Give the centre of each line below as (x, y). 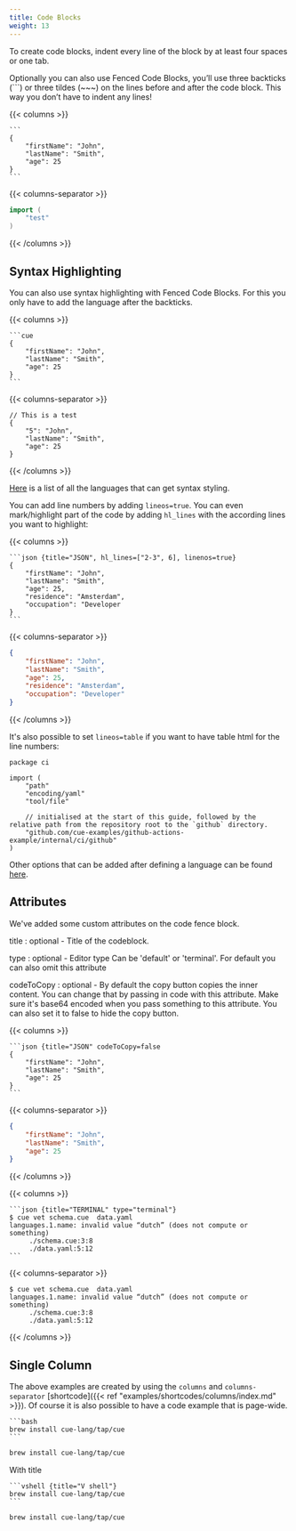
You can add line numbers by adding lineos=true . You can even (126, 505)
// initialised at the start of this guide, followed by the (140, 817)
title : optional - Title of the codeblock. (79, 941)
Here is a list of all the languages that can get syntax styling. (120, 488)
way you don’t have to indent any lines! (81, 97)
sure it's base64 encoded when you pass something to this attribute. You (143, 1003)
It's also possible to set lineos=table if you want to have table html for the (144, 737)
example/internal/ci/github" (63, 841)
